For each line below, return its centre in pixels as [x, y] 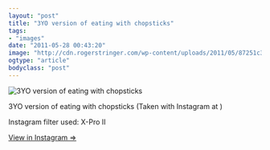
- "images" [27, 38]
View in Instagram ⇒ [43, 137]
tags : [17, 30]
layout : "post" [34, 16]
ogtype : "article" [39, 61]
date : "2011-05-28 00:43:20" [57, 46]
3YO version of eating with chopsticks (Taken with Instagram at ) [116, 106]
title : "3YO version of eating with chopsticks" [91, 23]
